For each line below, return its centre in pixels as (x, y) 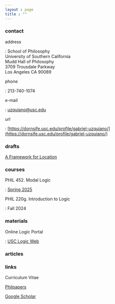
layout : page (19, 9)
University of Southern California (38, 56)
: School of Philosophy (27, 51)
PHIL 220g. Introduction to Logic (38, 199)
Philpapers (16, 287)
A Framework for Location (31, 157)
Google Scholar (21, 296)
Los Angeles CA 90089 (28, 72)
